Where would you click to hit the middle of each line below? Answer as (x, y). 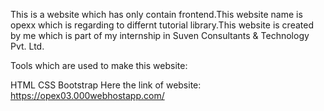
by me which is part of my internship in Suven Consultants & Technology (160, 35)
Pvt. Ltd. (27, 46)
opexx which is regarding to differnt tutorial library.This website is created (162, 25)
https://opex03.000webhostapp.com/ (87, 95)
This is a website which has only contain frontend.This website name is (156, 14)
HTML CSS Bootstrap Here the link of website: (106, 85)
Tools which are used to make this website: (99, 65)
